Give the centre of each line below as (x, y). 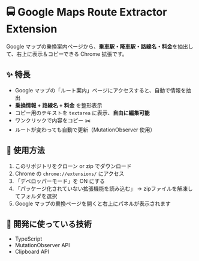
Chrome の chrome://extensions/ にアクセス (70, 173)
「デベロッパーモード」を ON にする (60, 181)
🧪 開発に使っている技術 (49, 224)
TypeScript (28, 239)
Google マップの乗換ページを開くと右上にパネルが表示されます (93, 203)
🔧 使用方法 (25, 150)
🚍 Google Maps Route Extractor (87, 12)
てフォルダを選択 (36, 196)
